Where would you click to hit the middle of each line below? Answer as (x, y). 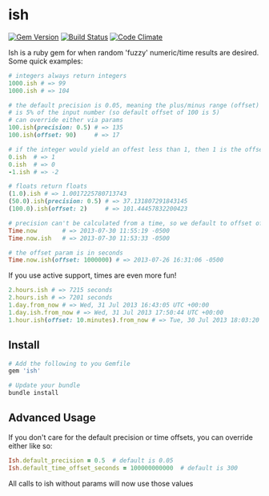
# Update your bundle (44, 386)
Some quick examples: (46, 61)
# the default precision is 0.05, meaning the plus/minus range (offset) (134, 105)
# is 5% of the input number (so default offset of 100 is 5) (114, 113)
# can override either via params (66, 120)
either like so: (30, 445)
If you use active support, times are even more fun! (92, 275)
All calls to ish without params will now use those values (101, 483)
